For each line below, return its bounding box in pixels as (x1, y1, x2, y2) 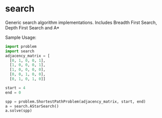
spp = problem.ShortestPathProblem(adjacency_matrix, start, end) (5, 99, 146, 104)
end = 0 (5, 90, 21, 95)
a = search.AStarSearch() (5, 104, 59, 109)
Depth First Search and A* (5, 24, 60, 30)
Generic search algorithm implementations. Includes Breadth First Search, (5, 19, 157, 25)
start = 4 (5, 85, 26, 90)
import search (5, 48, 35, 54)
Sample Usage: (5, 34, 36, 40)
